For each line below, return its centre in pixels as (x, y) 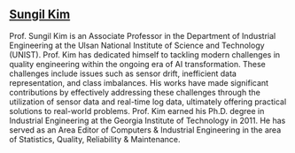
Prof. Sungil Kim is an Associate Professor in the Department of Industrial (143, 35)
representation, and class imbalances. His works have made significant (139, 82)
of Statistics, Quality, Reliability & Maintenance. (95, 139)
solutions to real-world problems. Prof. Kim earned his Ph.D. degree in (137, 111)
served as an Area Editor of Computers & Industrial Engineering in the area (145, 130)
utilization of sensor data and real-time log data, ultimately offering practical (148, 102)
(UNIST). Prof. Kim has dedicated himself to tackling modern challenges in (145, 54)
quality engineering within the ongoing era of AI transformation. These (137, 64)
